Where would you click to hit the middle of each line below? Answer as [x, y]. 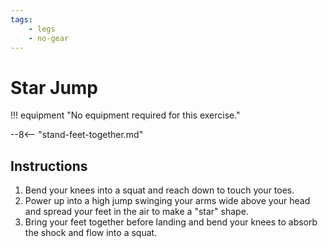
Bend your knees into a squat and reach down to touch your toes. [159, 190]
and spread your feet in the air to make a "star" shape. [136, 212]
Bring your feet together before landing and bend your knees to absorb [171, 222]
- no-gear [49, 38]
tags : [21, 19]
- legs [42, 29]
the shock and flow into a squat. [91, 233]
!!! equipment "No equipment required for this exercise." [125, 115]
